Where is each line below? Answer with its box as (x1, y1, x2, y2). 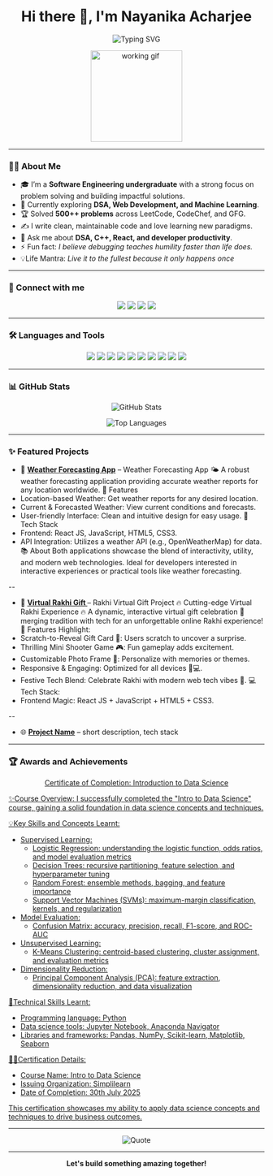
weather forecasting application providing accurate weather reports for (19, 477, 258, 486)
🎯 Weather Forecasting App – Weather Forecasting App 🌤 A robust (19, 465, 250, 474)
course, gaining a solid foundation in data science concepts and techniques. (8, 802, 264, 812)
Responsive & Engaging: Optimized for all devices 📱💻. (19, 664, 203, 673)
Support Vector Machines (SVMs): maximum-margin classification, (32, 895, 256, 905)
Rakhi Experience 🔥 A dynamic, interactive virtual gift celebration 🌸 (19, 607, 245, 616)
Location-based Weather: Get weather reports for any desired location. (19, 494, 258, 504)
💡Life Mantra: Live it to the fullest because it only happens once (19, 253, 235, 263)
